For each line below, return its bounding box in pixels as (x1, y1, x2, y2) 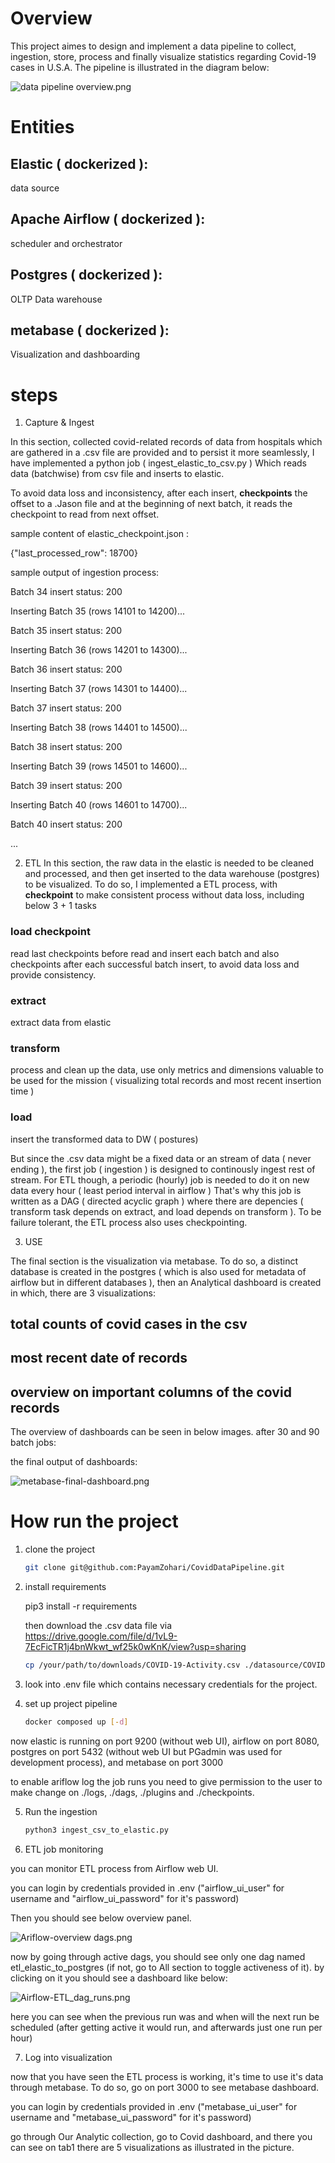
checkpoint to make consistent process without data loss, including (24, 889, 305, 901)
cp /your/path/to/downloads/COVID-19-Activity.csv (24, 1660, 241, 1670)
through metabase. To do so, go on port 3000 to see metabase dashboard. (10, 2081, 320, 2093)
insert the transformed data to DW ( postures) (10, 1133, 199, 1145)
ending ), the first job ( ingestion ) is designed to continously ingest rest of (10, 1163, 316, 1175)
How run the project (10, 1510, 179, 1533)
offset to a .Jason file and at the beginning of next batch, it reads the (10, 498, 293, 510)
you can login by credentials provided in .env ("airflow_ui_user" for (10, 1882, 285, 1894)
